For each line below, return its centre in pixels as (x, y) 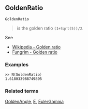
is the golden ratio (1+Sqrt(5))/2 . (50, 28)
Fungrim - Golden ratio (35, 52)
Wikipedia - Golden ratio (36, 47)
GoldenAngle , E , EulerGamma (34, 102)
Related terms (22, 91)
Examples (17, 64)
